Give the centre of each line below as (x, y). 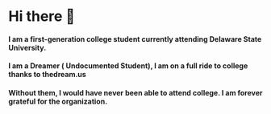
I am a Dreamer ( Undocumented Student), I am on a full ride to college (128, 66)
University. (27, 47)
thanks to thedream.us (47, 75)
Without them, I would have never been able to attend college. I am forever (135, 92)
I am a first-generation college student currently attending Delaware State (135, 39)
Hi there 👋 (42, 16)
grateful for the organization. (58, 101)
